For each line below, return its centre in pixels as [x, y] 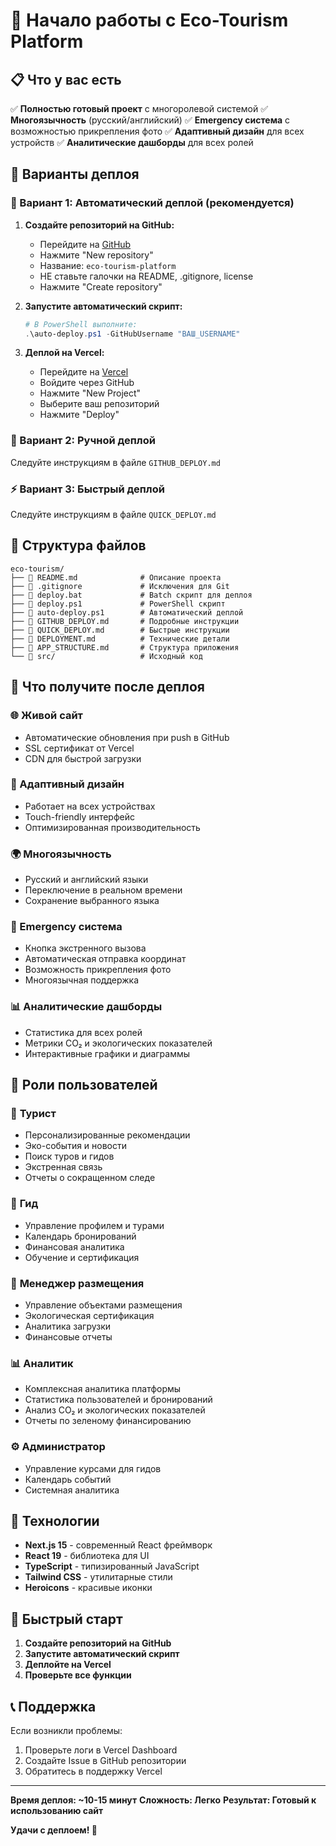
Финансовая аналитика [74, 1246]
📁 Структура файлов [78, 545]
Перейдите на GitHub [85, 244]
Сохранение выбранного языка [92, 901]
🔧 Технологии [55, 1520]
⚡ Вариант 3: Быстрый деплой [87, 489]
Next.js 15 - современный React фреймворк [118, 1545]
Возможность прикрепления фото [98, 970]
